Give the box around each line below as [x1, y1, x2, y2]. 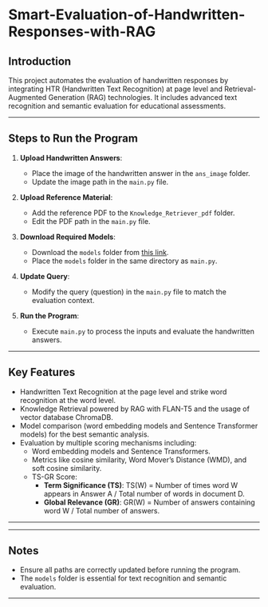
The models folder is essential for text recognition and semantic [19, 573, 227, 583]
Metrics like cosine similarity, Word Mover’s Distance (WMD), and [31, 454, 247, 465]
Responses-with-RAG [8, 22, 156, 41]
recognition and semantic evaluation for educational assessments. [8, 102, 226, 110]
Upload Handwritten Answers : [19, 153, 123, 162]
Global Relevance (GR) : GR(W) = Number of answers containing [43, 497, 255, 507]
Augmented [8, 93, 47, 102]
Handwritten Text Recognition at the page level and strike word [19, 386, 227, 397]
